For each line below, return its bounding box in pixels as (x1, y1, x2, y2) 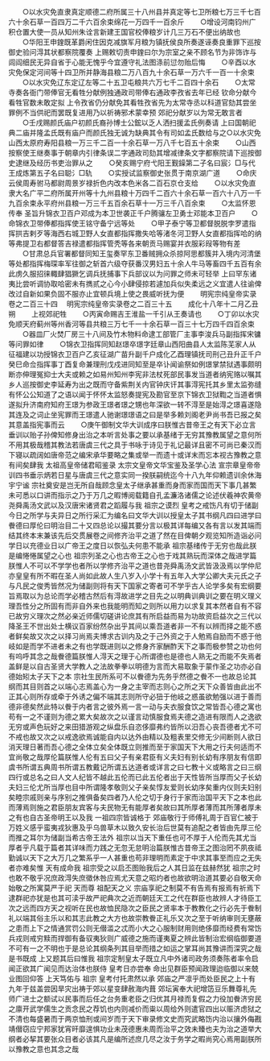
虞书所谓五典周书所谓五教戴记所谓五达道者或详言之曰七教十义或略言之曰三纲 (8, 762, 262, 772)
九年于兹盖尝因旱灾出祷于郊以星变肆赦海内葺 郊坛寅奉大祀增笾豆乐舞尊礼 (8, 984, 250, 993)
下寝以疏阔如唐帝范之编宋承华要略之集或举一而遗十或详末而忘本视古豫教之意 (8, 450, 262, 459)
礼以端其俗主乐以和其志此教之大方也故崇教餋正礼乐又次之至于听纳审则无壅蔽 (8, 914, 262, 922)
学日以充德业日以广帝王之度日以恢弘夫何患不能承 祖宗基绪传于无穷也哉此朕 (8, 541, 257, 550)
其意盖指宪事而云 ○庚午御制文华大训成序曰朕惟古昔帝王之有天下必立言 (8, 420, 256, 429)
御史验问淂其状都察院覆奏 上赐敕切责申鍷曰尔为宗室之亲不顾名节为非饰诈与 (8, 48, 257, 56)
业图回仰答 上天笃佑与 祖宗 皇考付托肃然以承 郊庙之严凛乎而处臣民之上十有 (8, 974, 256, 983)
